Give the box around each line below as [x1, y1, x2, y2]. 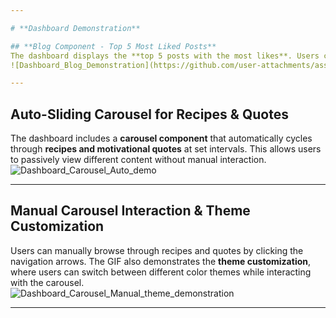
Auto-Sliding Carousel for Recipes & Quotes [10, 106, 289, 123]
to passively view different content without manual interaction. [10, 154, 267, 166]
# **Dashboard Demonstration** [10, 23, 141, 33]
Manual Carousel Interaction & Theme [10, 202, 251, 220]
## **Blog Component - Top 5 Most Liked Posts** [10, 41, 217, 51]
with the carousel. [10, 276, 85, 288]
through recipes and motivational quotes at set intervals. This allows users [10, 143, 322, 155]
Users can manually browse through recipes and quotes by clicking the [10, 244, 304, 256]
